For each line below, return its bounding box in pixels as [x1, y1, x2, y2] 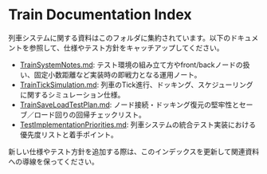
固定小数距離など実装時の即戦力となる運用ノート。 [33, 69, 202, 79]
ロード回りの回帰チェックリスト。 [33, 109, 146, 119]
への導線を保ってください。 [8, 156, 99, 166]
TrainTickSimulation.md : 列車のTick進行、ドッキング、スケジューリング [19, 80, 253, 89]
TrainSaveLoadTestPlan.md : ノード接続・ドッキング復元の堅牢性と [19, 100, 240, 109]
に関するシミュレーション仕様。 [19, 89, 125, 99]
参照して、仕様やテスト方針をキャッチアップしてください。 [29, 42, 225, 53]
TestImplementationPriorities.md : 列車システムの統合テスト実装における [19, 120, 257, 129]
